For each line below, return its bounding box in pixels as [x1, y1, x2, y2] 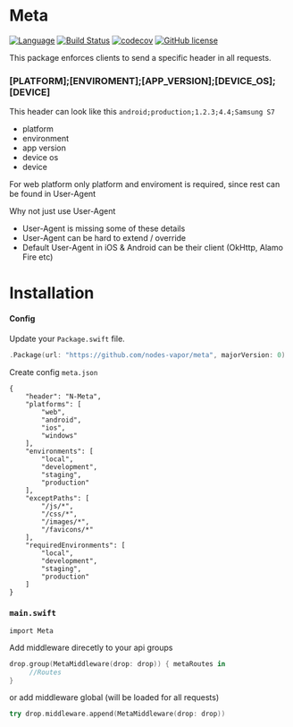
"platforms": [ [25, 399, 82, 408]
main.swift [9, 608, 56, 619]
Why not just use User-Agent [9, 206, 116, 217]
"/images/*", [41, 517, 90, 526]
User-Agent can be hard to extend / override [21, 233, 187, 244]
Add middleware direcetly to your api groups [9, 642, 173, 653]
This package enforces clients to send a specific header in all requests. [9, 52, 272, 63]
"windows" [41, 431, 78, 440]
